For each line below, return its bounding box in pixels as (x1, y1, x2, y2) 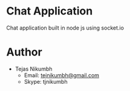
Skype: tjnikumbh (24, 78, 68, 85)
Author (6, 45, 42, 59)
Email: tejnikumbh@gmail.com (24, 71, 100, 79)
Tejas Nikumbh (15, 65, 53, 72)
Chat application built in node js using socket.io (6, 24, 124, 31)
